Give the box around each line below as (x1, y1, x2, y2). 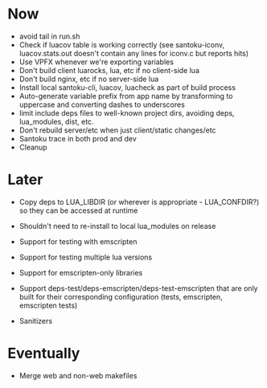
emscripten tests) (18, 300, 78, 310)
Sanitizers (18, 316, 53, 325)
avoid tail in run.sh (18, 31, 80, 41)
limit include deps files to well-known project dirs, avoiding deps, (18, 108, 235, 117)
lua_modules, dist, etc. (18, 116, 94, 126)
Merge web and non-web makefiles (18, 370, 138, 380)
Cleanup (18, 142, 47, 152)
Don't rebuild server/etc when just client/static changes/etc (18, 125, 216, 135)
